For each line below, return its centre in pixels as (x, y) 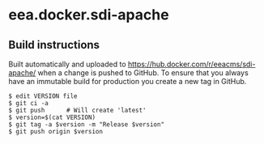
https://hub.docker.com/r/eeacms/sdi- (192, 64)
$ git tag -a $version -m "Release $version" (86, 125)
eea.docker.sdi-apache (89, 15)
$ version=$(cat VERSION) (52, 117)
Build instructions (54, 45)
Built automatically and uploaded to (68, 64)
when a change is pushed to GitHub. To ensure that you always (143, 73)
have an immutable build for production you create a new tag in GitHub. (128, 81)
